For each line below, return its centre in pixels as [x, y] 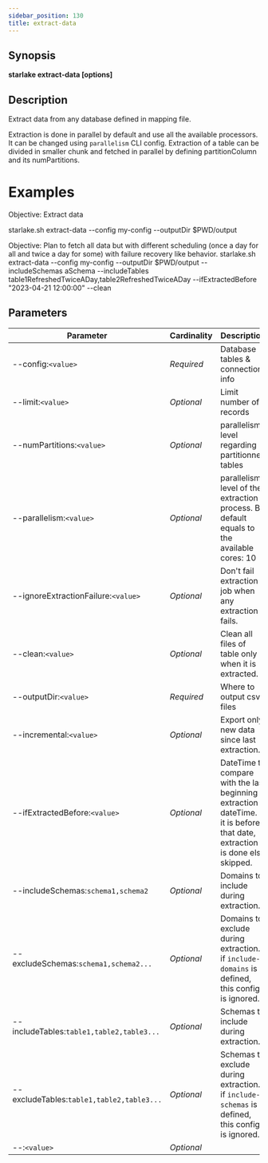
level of [234, 488]
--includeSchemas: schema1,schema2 [81, 890]
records [235, 412]
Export [233, 719]
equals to [238, 528]
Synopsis [32, 56]
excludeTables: [40, 1099]
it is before [240, 822]
